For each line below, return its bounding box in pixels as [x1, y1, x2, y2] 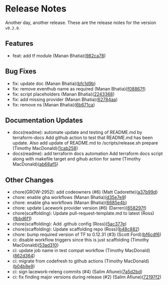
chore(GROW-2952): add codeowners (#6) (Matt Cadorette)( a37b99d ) [12, 189, 158, 195]
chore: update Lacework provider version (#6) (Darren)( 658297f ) [12, 205, 146, 211]
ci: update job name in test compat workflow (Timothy [12, 247, 124, 253]
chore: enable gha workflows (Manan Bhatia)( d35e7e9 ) [12, 194, 126, 200]
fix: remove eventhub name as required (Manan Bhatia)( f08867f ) [12, 85, 146, 91]
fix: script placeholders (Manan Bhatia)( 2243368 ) [12, 91, 115, 97]
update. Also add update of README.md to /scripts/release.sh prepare [12, 140, 158, 146]
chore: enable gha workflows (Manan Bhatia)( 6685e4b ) [12, 199, 127, 205]
